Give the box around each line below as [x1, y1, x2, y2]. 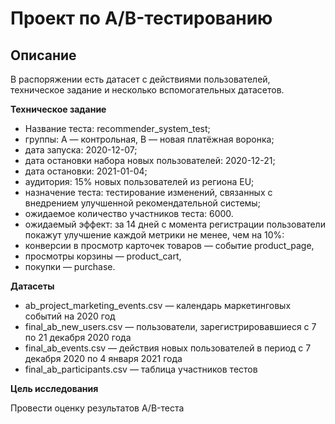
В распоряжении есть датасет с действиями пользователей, [10, 73, 271, 85]
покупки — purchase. [24, 261, 116, 272]
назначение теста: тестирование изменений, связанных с [24, 187, 273, 198]
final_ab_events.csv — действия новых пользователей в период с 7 [24, 342, 312, 354]
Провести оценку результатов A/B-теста [10, 402, 185, 414]
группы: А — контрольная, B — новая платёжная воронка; [24, 133, 275, 145]
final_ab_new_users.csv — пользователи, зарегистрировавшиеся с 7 [24, 321, 317, 332]
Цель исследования [10, 383, 99, 394]
